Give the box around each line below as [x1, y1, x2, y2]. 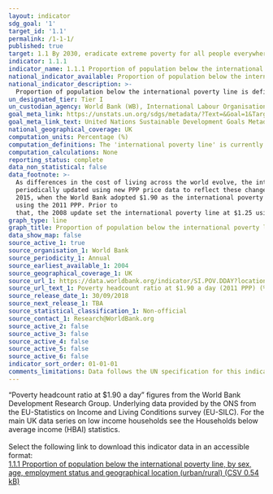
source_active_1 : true [8, 239, 85, 247]
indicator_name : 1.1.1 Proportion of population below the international [8, 65, 264, 73]
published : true [8, 42, 63, 50]
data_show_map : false [8, 231, 82, 240]
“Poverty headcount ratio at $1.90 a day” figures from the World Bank [8, 390, 241, 400]
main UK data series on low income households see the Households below [8, 416, 258, 426]
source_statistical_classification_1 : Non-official [8, 307, 187, 315]
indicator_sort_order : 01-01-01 [8, 360, 118, 369]
